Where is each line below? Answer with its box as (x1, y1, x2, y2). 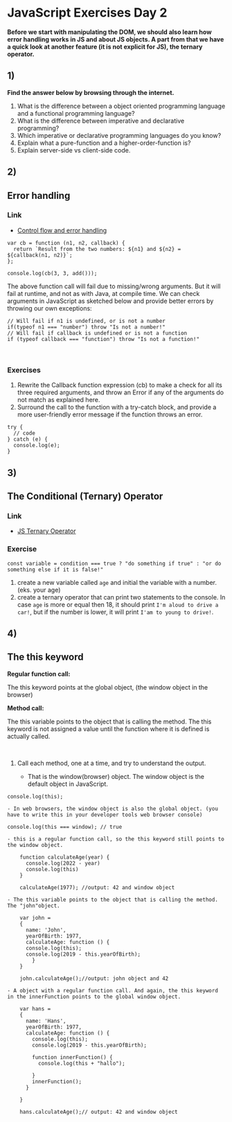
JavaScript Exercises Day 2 (7, 5, 168, 21)
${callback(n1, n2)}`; (7, 252, 73, 258)
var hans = (19, 1005, 51, 1013)
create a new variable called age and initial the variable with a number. (17, 578, 217, 586)
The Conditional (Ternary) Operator (7, 490, 163, 502)
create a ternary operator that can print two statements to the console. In (17, 593, 226, 601)
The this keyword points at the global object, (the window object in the (7, 683, 208, 691)
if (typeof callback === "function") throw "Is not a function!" (7, 335, 199, 342)
